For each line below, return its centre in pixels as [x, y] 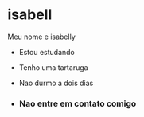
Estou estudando [47, 52]
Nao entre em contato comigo [78, 103]
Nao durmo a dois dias [56, 83]
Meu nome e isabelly [42, 37]
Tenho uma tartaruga [53, 67]
